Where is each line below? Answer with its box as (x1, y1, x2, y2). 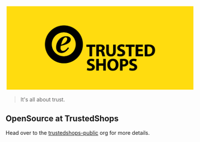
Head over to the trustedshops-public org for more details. (5, 129, 150, 136)
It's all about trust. (20, 96, 65, 103)
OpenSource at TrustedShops (5, 113, 119, 123)
